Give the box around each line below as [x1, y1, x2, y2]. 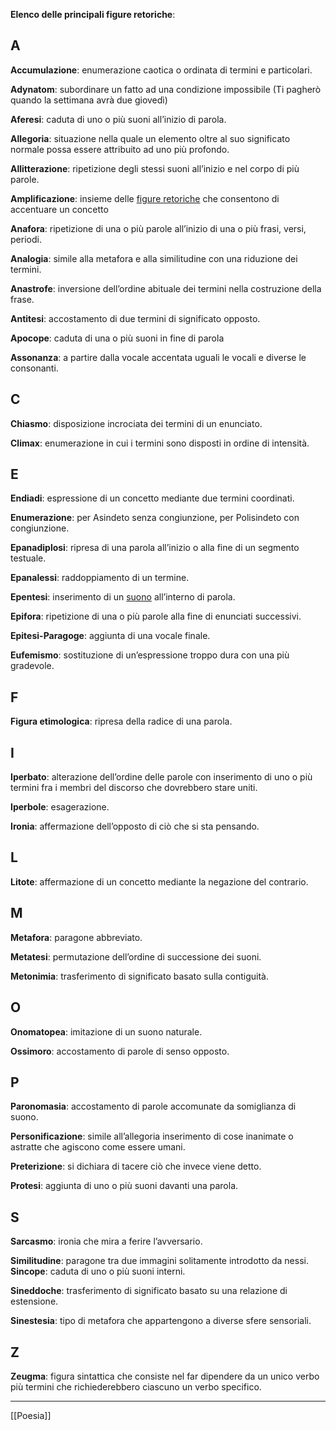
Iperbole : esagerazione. [10, 801, 110, 813]
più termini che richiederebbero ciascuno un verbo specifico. [10, 1380, 262, 1393]
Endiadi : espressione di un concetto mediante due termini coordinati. [10, 492, 295, 504]
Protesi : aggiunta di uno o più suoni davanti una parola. [10, 1180, 239, 1192]
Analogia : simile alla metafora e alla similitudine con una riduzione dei [10, 252, 298, 264]
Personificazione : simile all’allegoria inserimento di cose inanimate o [10, 1130, 294, 1143]
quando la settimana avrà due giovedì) [10, 94, 168, 106]
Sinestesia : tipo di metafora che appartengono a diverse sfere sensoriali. [10, 1315, 312, 1327]
